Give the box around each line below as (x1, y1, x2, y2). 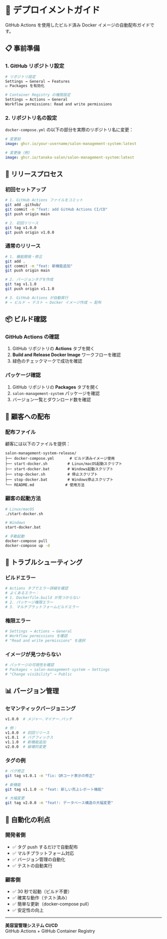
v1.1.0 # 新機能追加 (5, 739, 46, 745)
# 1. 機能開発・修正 (5, 254, 43, 259)
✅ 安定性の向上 (12, 907, 44, 913)
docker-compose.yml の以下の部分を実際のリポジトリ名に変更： (5, 127, 134, 133)
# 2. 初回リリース (5, 220, 39, 226)
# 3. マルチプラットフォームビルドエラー (5, 604, 80, 609)
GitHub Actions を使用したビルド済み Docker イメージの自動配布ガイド (5, 22, 151, 28)
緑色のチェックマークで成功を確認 (12, 358, 83, 364)
